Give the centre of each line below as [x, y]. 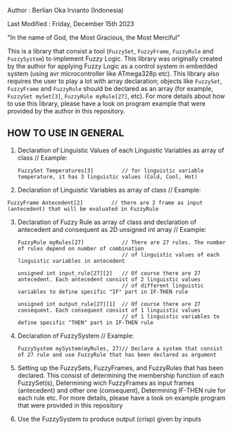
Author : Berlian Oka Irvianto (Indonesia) [65, 10]
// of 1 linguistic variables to [171, 317]
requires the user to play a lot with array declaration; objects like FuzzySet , [115, 81]
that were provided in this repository [70, 405]
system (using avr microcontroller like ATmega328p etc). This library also [113, 74]
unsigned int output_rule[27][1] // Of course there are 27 [109, 304]
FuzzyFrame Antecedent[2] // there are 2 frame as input [105, 203]
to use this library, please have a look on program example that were [107, 104]
